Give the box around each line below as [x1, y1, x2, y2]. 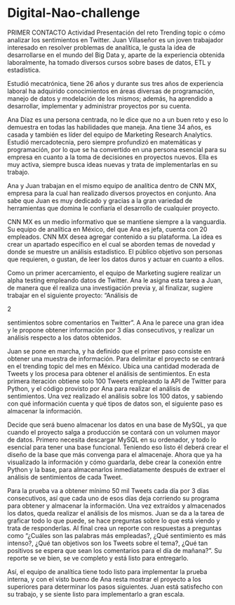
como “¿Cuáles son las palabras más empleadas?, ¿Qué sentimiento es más [7, 531, 227, 539]
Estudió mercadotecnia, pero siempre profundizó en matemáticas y [7, 137, 202, 146]
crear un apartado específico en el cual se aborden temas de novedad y [7, 239, 216, 248]
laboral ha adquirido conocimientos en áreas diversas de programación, [7, 87, 215, 95]
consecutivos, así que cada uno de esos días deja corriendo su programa [7, 494, 220, 502]
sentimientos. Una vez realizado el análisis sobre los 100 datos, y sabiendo [7, 392, 223, 400]
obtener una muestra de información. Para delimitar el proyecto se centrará [7, 354, 225, 363]
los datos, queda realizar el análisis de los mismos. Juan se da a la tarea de [7, 509, 224, 517]
